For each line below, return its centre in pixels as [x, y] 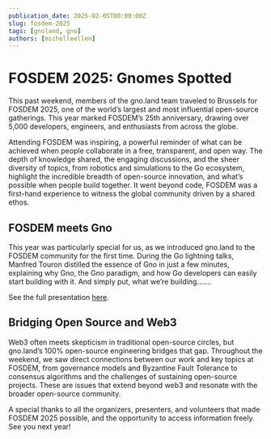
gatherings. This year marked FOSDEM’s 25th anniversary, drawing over [129, 118]
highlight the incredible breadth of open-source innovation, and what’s [126, 177]
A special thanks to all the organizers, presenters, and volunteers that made [134, 409]
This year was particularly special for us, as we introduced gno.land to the [132, 247]
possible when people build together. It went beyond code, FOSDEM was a [133, 185]
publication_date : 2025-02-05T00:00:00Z [78, 16]
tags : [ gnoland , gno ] [45, 31]
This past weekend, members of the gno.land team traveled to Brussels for [133, 101]
